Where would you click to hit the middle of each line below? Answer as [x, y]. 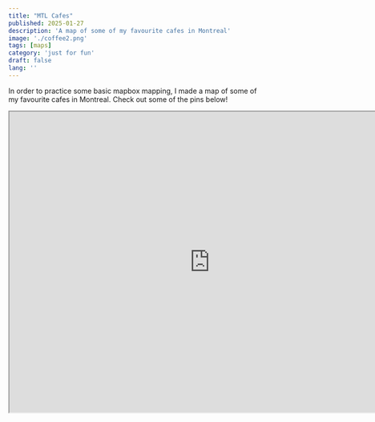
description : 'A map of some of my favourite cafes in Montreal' [119, 30]
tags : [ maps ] [30, 46]
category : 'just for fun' [51, 53]
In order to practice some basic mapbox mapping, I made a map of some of [133, 91]
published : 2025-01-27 [46, 23]
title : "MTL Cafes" [41, 16]
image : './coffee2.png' [48, 38]
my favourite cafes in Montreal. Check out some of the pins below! [118, 99]
